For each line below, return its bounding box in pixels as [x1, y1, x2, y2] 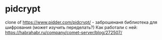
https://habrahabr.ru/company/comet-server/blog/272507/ [5, 29, 123, 35]
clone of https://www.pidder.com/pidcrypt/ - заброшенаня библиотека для [5, 19, 158, 25]
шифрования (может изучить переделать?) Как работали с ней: [5, 24, 138, 30]
